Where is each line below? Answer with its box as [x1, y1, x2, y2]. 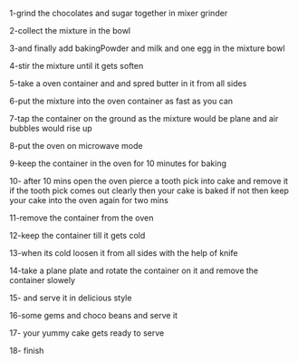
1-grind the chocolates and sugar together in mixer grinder [9, 8, 228, 18]
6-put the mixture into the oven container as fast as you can [9, 95, 234, 106]
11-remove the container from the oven [9, 212, 154, 223]
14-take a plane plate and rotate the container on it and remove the [9, 265, 259, 276]
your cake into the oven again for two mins [9, 195, 169, 205]
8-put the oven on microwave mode [9, 141, 143, 151]
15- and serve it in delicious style [9, 292, 132, 303]
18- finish [9, 345, 44, 356]
